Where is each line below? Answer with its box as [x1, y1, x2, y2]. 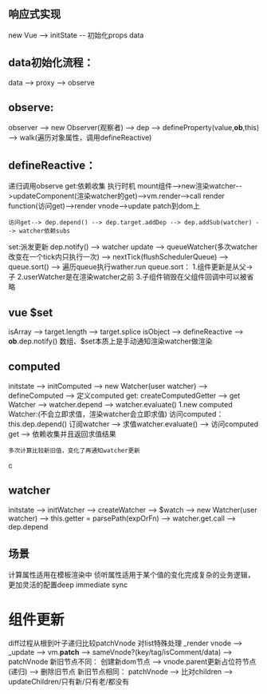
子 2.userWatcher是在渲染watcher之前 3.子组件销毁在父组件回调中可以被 [8, 272, 247, 282]
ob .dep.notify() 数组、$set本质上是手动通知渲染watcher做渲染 [8, 336, 213, 346]
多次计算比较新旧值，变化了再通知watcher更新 [8, 446, 141, 454]
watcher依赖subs [18, 227, 71, 236]
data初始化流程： [8, 56, 94, 69]
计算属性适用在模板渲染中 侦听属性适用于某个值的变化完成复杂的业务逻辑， [8, 569, 255, 579]
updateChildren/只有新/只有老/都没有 [8, 677, 130, 687]
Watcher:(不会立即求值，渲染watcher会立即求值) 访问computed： [8, 409, 224, 418]
